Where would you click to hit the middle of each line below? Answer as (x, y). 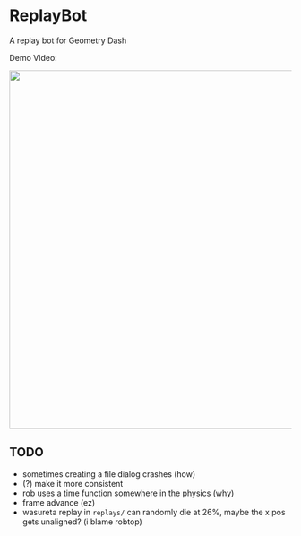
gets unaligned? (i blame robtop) (82, 522)
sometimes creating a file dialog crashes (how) (109, 474)
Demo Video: (34, 57)
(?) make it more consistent (73, 483)
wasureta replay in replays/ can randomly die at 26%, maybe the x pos (154, 512)
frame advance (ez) (59, 502)
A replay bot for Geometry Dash (68, 40)
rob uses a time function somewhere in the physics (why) (128, 493)
